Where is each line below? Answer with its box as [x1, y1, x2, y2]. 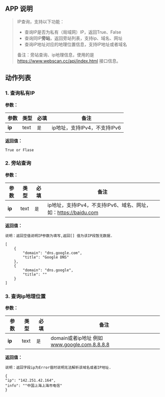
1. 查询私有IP [5, 90, 35, 97]
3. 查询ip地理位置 [5, 293, 46, 300]
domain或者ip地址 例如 [51, 335, 103, 341]
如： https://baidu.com [47, 209, 99, 216]
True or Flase [5, 147, 34, 152]
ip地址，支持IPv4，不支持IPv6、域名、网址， [47, 201, 151, 208]
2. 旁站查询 [5, 160, 31, 167]
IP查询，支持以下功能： [17, 19, 65, 25]
